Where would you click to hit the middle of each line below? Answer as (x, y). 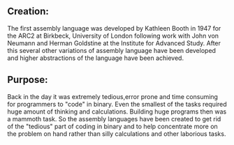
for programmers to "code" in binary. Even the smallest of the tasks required (117, 104)
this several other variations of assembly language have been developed (112, 50)
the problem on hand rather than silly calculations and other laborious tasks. (117, 133)
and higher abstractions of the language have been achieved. (95, 58)
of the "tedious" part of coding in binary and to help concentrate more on (112, 126)
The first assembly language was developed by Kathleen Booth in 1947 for (114, 28)
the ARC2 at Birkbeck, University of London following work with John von (113, 36)
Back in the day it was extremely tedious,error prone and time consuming (113, 96)
